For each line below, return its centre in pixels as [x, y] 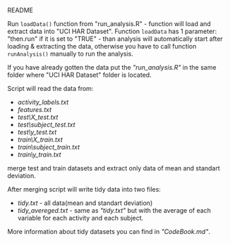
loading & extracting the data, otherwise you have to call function [102, 46]
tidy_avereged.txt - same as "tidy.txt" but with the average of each [114, 210]
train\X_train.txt [40, 139]
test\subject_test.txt [46, 125]
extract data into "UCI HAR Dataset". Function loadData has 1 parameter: [112, 31]
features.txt [34, 110]
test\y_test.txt [37, 132]
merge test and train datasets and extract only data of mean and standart [114, 168]
